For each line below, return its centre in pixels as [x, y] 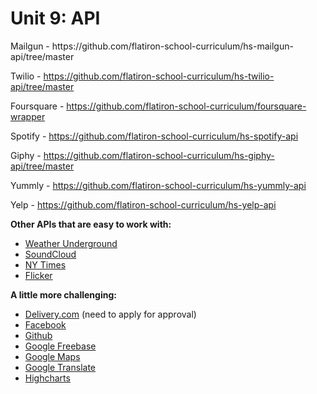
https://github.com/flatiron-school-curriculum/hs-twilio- [159, 76]
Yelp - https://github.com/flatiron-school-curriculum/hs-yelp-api [143, 204]
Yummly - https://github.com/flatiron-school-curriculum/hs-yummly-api [158, 185]
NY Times [45, 264]
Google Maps [52, 356]
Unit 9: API [55, 18]
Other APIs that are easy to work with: [91, 224]
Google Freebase [60, 346]
